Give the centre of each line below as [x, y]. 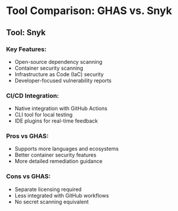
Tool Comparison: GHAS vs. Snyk [89, 11]
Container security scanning [49, 68]
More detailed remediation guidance [58, 161]
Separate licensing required [48, 189]
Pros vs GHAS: [27, 136]
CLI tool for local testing [43, 115]
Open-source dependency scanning [58, 62]
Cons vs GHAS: [28, 176]
